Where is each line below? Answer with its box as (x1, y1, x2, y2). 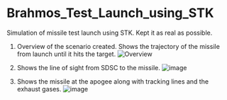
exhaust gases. (16, 84, 62, 93)
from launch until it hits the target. (16, 50, 116, 58)
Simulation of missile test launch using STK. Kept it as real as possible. (6, 28, 213, 37)
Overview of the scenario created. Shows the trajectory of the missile (16, 42, 221, 50)
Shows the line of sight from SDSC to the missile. (16, 63, 160, 72)
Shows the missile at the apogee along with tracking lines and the (16, 77, 209, 86)
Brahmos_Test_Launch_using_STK (6, 5, 214, 21)
